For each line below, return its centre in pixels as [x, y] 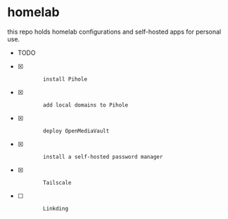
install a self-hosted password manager [103, 157]
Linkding [56, 208]
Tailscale [57, 182]
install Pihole [65, 79]
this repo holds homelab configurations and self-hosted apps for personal [114, 32]
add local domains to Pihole [86, 105]
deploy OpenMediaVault [76, 131]
